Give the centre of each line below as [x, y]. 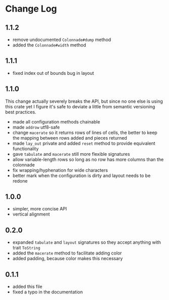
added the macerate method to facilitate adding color [67, 253]
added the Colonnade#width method [49, 45]
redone [20, 181]
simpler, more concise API [40, 209]
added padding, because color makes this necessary [68, 259]
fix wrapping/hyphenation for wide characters [60, 170]
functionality [25, 148]
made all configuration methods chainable [56, 121]
